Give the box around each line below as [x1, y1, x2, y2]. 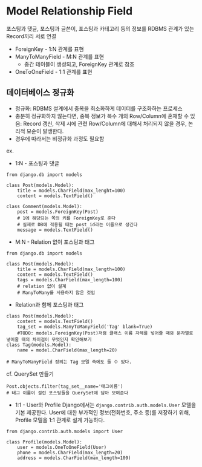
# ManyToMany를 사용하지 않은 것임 [17, 289, 96, 296]
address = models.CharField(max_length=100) [17, 455, 131, 461]
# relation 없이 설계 [17, 283, 67, 289]
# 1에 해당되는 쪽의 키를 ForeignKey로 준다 [17, 215, 116, 221]
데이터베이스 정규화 [6, 88, 74, 98]
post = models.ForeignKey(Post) [17, 209, 99, 215]
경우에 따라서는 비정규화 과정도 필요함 [15, 135, 105, 142]
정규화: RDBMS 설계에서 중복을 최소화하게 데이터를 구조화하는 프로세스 [15, 105, 183, 112]
